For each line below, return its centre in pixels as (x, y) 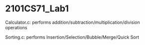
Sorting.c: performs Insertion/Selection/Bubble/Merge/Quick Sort (72, 37)
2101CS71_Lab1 (37, 9)
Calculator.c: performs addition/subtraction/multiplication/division (73, 22)
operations (16, 27)
